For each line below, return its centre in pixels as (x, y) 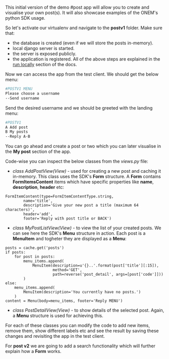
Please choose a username (32, 93)
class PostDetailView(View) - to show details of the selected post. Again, (88, 311)
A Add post (17, 127)
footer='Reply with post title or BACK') (68, 219)
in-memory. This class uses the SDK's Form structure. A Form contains (87, 177)
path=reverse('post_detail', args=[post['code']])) (108, 275)
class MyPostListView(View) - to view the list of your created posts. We (87, 228)
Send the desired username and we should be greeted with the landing (79, 108)
